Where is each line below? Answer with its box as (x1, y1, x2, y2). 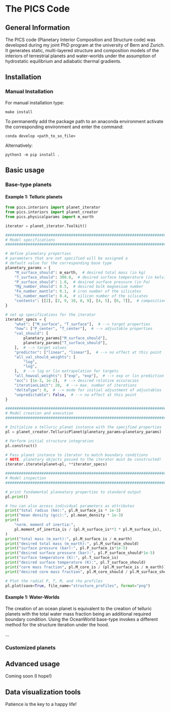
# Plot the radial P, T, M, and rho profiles (5, 578, 103, 583)
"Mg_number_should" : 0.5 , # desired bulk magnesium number (14, 284, 144, 289)
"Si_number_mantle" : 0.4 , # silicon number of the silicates (14, 293, 148, 299)
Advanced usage (5, 659, 60, 668)
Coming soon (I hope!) (5, 673, 52, 679)
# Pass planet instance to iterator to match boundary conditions (5, 452, 148, 458)
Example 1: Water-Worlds (5, 594, 60, 601)
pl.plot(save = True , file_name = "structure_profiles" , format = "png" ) (5, 583, 151, 588)
